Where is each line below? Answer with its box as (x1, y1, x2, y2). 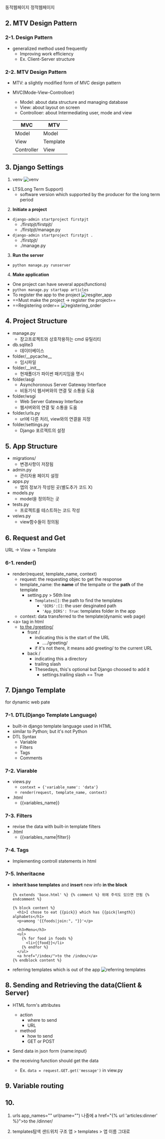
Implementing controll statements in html (12, 858, 96, 864)
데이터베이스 (19, 347, 44, 353)
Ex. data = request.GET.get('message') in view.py (19, 1067, 123, 1073)
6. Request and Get (5, 533, 66, 542)
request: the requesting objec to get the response (19, 576, 122, 582)
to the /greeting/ (19, 624, 54, 630)
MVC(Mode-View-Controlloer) (12, 89, 75, 95)
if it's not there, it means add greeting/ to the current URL (34, 645, 153, 651)
